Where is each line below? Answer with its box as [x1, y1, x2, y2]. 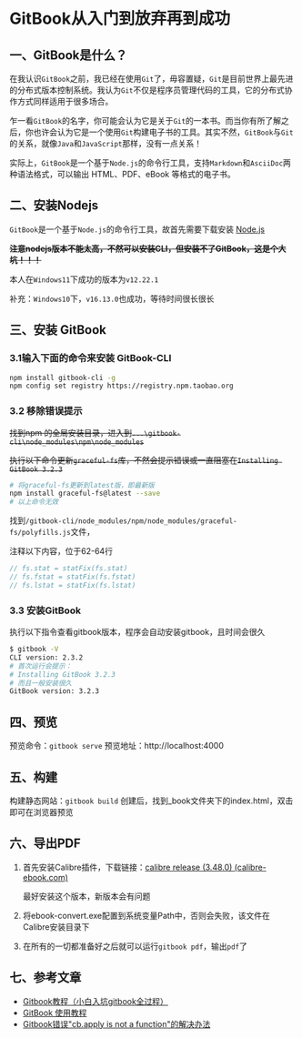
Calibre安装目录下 [22, 921, 90, 932]
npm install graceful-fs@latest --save [9, 489, 161, 499]
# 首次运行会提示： [9, 661, 73, 670]
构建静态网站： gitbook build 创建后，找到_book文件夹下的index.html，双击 [9, 795, 294, 806]
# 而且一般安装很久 [9, 679, 73, 688]
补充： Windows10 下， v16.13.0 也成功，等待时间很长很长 [9, 293, 215, 304]
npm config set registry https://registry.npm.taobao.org [9, 381, 234, 391]
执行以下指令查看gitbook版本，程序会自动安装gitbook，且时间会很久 [9, 627, 266, 638]
